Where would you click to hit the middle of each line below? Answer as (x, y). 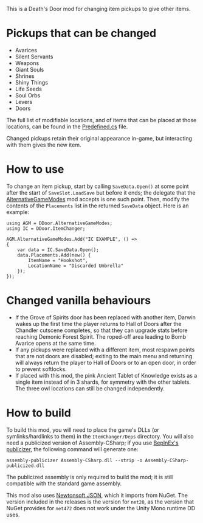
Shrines (25, 76)
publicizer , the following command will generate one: (72, 449)
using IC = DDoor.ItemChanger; (46, 228)
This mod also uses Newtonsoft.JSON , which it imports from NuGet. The (97, 495)
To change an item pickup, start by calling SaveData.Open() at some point (98, 186)
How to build (39, 413)
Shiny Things (32, 82)
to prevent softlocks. (41, 369)
